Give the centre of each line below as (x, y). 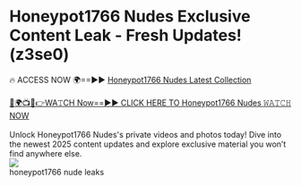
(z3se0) (39, 55)
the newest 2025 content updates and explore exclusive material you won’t (148, 144)
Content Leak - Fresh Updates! (125, 35)
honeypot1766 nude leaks (57, 172)
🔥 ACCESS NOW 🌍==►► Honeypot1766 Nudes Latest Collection (130, 80)
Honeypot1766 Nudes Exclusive (130, 17)
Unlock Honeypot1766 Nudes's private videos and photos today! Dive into (146, 134)
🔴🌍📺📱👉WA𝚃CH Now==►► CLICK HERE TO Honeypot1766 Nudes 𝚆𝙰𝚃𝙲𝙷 (150, 102)
